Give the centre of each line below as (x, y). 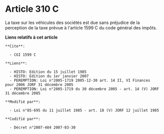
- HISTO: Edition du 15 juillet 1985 (48, 72)
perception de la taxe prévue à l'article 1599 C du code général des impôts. (81, 27)
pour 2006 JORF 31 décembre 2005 (39, 85)
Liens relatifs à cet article (31, 37)
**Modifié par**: (23, 102)
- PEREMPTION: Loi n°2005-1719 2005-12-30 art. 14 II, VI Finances (80, 80)
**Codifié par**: (23, 119)
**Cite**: (15, 46)
